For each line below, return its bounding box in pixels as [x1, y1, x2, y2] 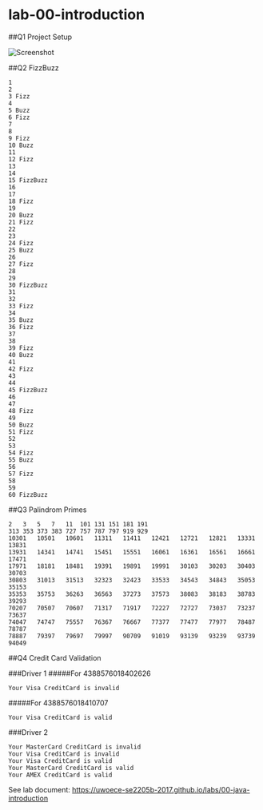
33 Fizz [8, 302, 34, 310]
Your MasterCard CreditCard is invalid [8, 743, 141, 751]
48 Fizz [8, 407, 34, 415]
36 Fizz [8, 323, 34, 331]
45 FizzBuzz [8, 386, 48, 394]
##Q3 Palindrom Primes [8, 505, 87, 514]
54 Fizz [8, 449, 34, 457]
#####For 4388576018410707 [8, 697, 109, 708]
